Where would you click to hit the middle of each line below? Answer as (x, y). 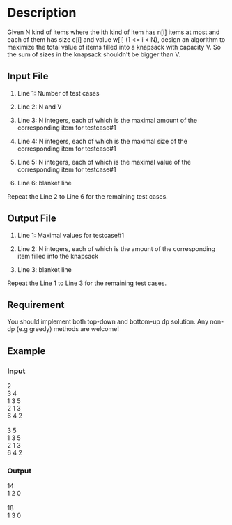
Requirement (36, 305)
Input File (28, 76)
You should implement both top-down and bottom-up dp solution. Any (108, 321)
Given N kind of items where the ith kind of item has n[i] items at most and (114, 32)
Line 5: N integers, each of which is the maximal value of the (104, 162)
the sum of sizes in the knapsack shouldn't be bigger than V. (94, 54)
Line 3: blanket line (44, 269)
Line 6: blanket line (44, 183)
